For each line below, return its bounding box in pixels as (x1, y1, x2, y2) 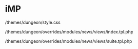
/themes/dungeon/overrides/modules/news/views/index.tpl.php (5, 29, 134, 34)
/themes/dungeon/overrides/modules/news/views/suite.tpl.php (5, 38, 133, 44)
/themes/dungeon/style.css (5, 19, 61, 25)
